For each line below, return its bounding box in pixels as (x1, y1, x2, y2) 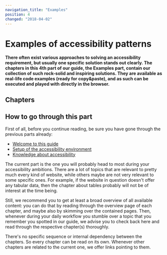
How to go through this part (5, 113, 93, 121)
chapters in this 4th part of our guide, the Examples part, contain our (5, 65, 151, 71)
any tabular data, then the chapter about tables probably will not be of (5, 182, 149, 188)
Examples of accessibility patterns (5, 38, 152, 49)
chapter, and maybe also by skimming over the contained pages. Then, (5, 208, 151, 214)
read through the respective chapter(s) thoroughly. (5, 224, 110, 230)
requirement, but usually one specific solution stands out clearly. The (5, 60, 153, 66)
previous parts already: (5, 131, 53, 137)
